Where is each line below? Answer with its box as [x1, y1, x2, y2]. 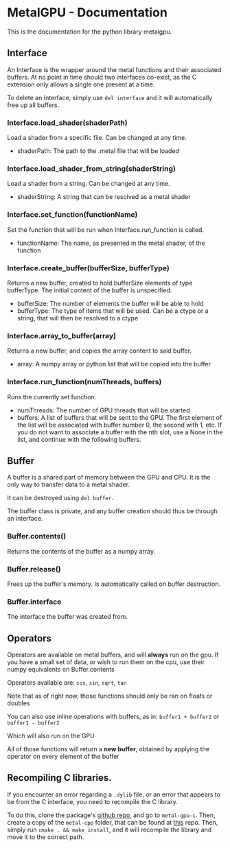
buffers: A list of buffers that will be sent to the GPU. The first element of [16, 413, 222, 421]
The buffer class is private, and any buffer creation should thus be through [7, 507, 218, 515]
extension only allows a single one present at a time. [7, 80, 155, 89]
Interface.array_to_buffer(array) [7, 331, 117, 340]
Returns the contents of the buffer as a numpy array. [7, 547, 156, 555]
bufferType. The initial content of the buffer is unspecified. [7, 286, 172, 294]
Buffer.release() [7, 564, 61, 574]
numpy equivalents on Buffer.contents [7, 666, 115, 674]
